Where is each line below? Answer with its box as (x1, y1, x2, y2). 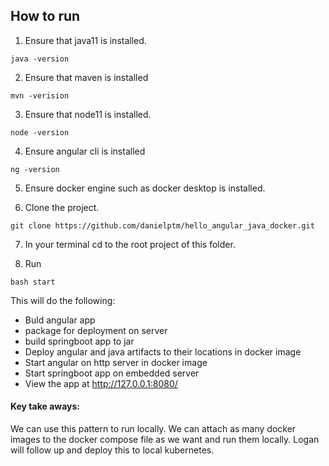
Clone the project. (24, 201, 100, 213)
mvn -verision (10, 90, 70, 101)
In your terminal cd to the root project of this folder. (24, 238, 236, 250)
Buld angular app (24, 314, 96, 326)
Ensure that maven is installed (24, 71, 149, 83)
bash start (10, 277, 56, 287)
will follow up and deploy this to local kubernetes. (10, 444, 215, 456)
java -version (10, 54, 70, 64)
